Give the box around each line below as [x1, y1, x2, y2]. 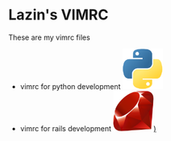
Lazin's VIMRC [8, 6, 109, 24]
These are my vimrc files [8, 32, 90, 42]
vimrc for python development [19, 81, 121, 91]
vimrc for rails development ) [19, 123, 156, 133]
